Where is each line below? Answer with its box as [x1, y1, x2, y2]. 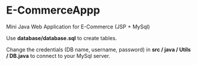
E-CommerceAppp [6, 4, 100, 17]
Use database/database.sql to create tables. [6, 34, 117, 41]
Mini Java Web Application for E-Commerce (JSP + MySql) [6, 23, 150, 30]
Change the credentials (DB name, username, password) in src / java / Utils [6, 45, 191, 53]
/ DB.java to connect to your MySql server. [6, 52, 111, 59]
